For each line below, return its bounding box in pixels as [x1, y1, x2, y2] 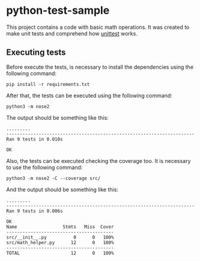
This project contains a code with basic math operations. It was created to [6, 23, 190, 31]
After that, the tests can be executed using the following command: [6, 91, 172, 99]
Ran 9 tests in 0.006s [6, 208, 63, 214]
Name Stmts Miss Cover [6, 224, 114, 230]
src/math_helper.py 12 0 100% [6, 239, 114, 245]
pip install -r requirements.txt [6, 81, 90, 87]
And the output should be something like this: [6, 186, 119, 193]
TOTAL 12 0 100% [6, 250, 114, 256]
